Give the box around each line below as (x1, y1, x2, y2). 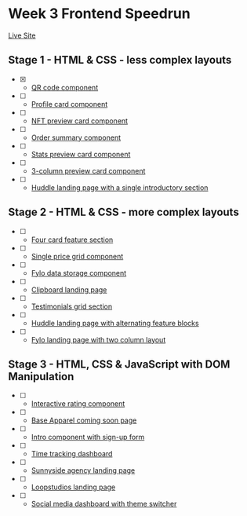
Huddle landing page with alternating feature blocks (31, 318, 199, 328)
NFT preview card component (31, 115, 128, 126)
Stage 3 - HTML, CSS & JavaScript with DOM (8, 357, 231, 371)
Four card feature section (31, 235, 114, 244)
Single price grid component (31, 251, 124, 261)
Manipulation (8, 370, 74, 383)
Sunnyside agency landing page (31, 466, 136, 475)
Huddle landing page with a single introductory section (31, 182, 209, 192)
